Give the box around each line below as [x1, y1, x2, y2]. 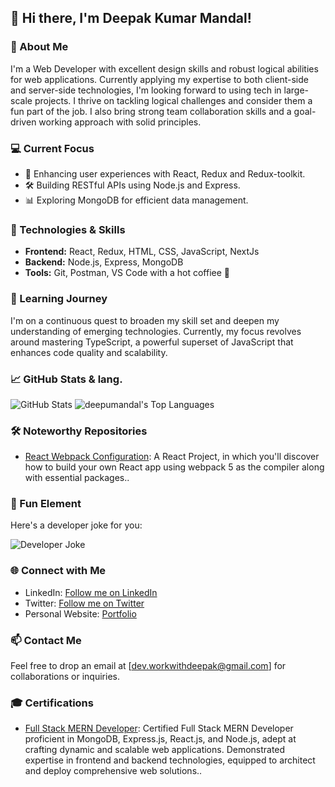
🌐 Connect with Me [10, 564, 107, 578]
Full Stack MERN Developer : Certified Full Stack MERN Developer [24, 722, 294, 735]
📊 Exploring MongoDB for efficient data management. [24, 194, 249, 206]
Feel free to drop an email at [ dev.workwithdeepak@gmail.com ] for [10, 660, 287, 672]
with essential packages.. [24, 472, 130, 484]
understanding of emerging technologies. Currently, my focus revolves [10, 325, 302, 337]
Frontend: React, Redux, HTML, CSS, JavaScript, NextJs [24, 246, 260, 258]
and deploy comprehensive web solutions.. [24, 765, 203, 777]
